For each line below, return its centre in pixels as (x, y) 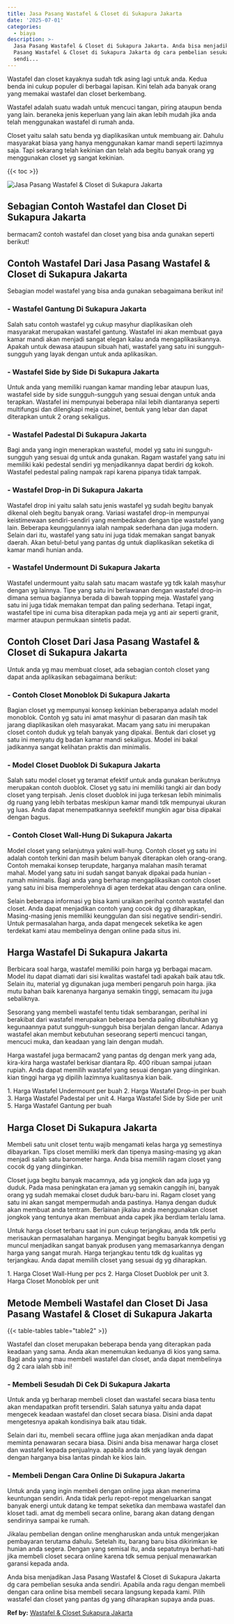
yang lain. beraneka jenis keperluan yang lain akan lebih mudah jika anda (112, 114)
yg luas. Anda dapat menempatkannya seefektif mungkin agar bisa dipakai (114, 810)
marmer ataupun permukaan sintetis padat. (69, 620)
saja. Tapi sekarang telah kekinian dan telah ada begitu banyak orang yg (111, 150)
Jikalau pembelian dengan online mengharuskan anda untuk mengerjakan (113, 1533)
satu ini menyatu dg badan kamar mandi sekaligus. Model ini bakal (103, 740)
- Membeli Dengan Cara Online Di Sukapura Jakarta (96, 1476)
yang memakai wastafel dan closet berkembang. (77, 93)
